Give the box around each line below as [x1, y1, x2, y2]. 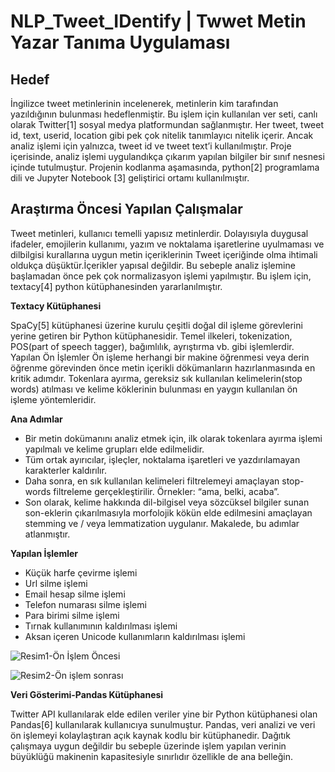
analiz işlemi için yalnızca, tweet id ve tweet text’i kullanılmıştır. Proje [10, 140, 292, 152]
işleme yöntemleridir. [10, 393, 97, 405]
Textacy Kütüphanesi [10, 300, 102, 312]
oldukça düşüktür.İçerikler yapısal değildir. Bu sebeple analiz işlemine [10, 259, 296, 271]
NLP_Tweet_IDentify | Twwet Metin [10, 10, 307, 33]
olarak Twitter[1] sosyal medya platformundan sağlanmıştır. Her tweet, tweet [10, 119, 324, 130]
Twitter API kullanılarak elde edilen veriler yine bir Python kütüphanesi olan [10, 708, 318, 720]
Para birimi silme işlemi [24, 609, 120, 621]
